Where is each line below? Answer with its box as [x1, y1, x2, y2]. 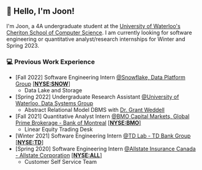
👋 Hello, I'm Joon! [6, 6, 75, 17]
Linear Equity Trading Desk [24, 126, 93, 133]
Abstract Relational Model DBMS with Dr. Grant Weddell [24, 106, 165, 114]
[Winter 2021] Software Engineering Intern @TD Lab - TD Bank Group [15, 132, 191, 139]
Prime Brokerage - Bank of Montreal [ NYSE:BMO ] [15, 119, 141, 127]
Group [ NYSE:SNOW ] [15, 80, 70, 87]
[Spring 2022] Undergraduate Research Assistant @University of [15, 93, 179, 101]
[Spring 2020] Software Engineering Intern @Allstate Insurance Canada [15, 145, 196, 153]
